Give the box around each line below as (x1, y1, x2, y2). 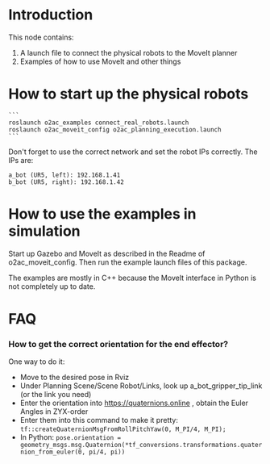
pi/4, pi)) (88, 448, 126, 457)
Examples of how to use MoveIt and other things (19, 56, 181, 66)
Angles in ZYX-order (19, 407, 89, 416)
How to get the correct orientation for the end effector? (8, 338, 228, 349)
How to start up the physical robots (8, 85, 249, 103)
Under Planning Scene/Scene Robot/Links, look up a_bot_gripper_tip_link (19, 381, 263, 391)
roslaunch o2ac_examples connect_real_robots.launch (8, 119, 189, 127)
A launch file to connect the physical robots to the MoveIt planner (19, 48, 238, 57)
